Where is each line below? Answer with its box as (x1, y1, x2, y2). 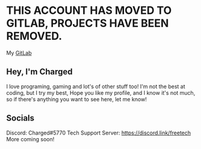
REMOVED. (6, 30, 63, 43)
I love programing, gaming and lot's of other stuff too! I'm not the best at (6, 83, 185, 90)
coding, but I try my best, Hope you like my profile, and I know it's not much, (6, 89, 196, 97)
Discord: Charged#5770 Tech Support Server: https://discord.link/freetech (6, 129, 191, 136)
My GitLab (6, 49, 32, 56)
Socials (6, 113, 35, 124)
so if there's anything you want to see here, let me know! (6, 95, 147, 103)
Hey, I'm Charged (6, 67, 73, 77)
